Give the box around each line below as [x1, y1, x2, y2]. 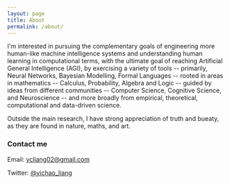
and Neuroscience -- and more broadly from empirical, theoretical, [7, 94, 198, 102]
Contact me [7, 140, 48, 149]
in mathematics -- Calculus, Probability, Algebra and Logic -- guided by [7, 79, 212, 87]
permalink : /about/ [7, 23, 64, 30]
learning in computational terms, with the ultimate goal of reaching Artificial [7, 57, 223, 65]
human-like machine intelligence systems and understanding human [7, 49, 203, 58]
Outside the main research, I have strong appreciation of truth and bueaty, [7, 115, 220, 123]
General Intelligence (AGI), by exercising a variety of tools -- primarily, [7, 64, 208, 73]
